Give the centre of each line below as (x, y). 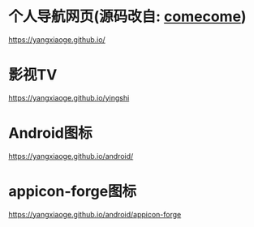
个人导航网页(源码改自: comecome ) (127, 17)
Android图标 (51, 133)
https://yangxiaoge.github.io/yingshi (69, 97)
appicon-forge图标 (73, 191)
